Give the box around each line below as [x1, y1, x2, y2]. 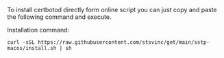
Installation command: [7, 26, 70, 34]
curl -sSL [7, 39, 36, 46]
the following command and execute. [7, 13, 112, 21]
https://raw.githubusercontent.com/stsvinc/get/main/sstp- [37, 39, 210, 46]
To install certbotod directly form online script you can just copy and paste [7, 6, 217, 13]
